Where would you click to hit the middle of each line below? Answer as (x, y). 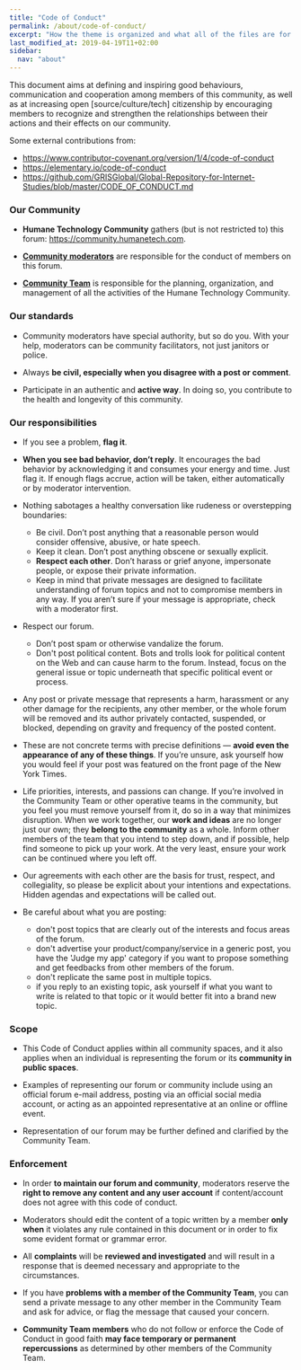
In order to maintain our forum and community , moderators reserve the (156, 1183)
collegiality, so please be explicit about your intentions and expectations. (157, 885)
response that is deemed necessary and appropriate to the (131, 1266)
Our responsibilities (53, 422)
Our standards (41, 316)
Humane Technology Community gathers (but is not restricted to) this (153, 229)
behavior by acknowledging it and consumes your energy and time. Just (156, 469)
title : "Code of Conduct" (58, 18)
